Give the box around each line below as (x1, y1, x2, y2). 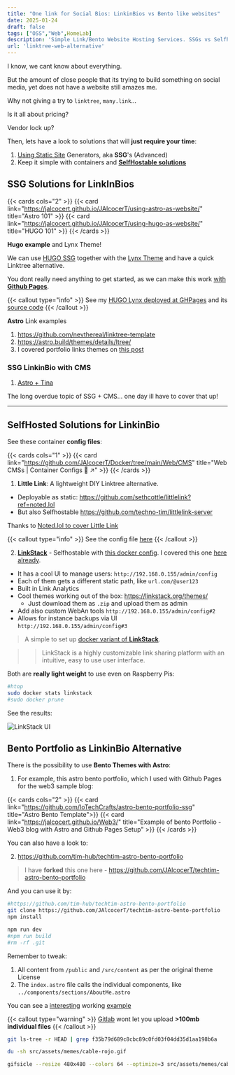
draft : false (7, 23, 45, 30)
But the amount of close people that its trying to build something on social (7, 76, 220, 84)
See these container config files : (7, 437, 103, 446)
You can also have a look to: (7, 839, 89, 847)
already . (17, 555, 41, 564)
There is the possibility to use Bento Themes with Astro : (7, 761, 171, 769)
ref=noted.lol (17, 500, 55, 508)
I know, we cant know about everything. (7, 62, 122, 70)
